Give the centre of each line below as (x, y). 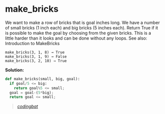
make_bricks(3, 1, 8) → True (35, 52)
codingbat (27, 107)
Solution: (15, 70)
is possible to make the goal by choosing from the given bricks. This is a (78, 33)
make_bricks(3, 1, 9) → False (36, 57)
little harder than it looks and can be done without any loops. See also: (76, 38)
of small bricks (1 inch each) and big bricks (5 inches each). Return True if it (82, 27)
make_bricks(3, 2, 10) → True (36, 61)
